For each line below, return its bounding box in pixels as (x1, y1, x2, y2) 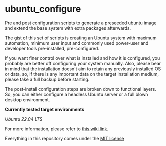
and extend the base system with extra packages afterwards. (5, 25, 131, 31)
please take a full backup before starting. (5, 76, 90, 82)
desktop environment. (5, 96, 50, 103)
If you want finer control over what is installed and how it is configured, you (5, 55, 160, 61)
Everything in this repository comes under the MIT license (5, 135, 124, 141)
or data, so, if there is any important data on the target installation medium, (5, 71, 159, 77)
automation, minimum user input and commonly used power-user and (5, 40, 149, 46)
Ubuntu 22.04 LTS (5, 116, 43, 122)
